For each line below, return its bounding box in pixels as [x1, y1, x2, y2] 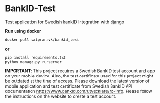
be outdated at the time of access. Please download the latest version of [5, 78, 150, 84]
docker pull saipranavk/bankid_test [5, 37, 79, 42]
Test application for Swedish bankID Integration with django [5, 19, 125, 25]
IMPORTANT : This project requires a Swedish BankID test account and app [5, 68, 155, 74]
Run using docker [5, 28, 41, 34]
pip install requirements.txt [5, 55, 66, 60]
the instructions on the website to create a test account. [5, 93, 117, 99]
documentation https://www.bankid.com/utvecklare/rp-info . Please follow [5, 88, 153, 94]
